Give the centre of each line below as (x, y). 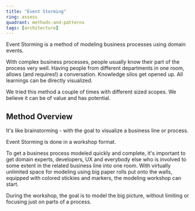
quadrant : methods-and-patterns (45, 22)
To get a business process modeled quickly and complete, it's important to (96, 153)
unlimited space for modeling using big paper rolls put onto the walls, (89, 172)
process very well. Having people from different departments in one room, (95, 68)
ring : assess (22, 17)
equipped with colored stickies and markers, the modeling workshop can (94, 178)
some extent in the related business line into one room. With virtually (88, 166)
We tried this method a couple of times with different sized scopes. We (91, 92)
